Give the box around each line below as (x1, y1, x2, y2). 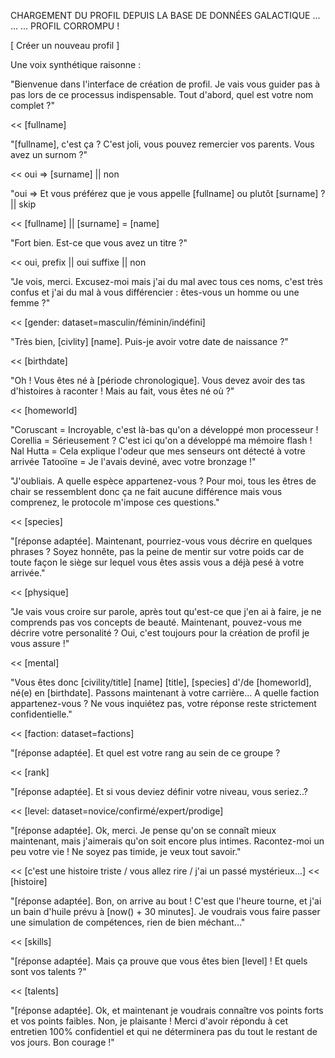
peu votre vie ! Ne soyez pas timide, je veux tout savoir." (10, 846, 242, 857)
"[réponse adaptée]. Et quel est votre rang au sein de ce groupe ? (10, 747, 281, 759)
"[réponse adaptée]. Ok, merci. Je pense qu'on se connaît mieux (10, 825, 277, 836)
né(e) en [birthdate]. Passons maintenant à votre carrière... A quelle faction (10, 687, 320, 699)
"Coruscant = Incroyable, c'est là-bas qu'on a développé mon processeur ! (10, 424, 319, 435)
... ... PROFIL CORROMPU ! (10, 20, 120, 32)
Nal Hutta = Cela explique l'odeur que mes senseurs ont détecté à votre (10, 445, 306, 457)
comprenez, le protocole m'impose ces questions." (10, 496, 220, 508)
